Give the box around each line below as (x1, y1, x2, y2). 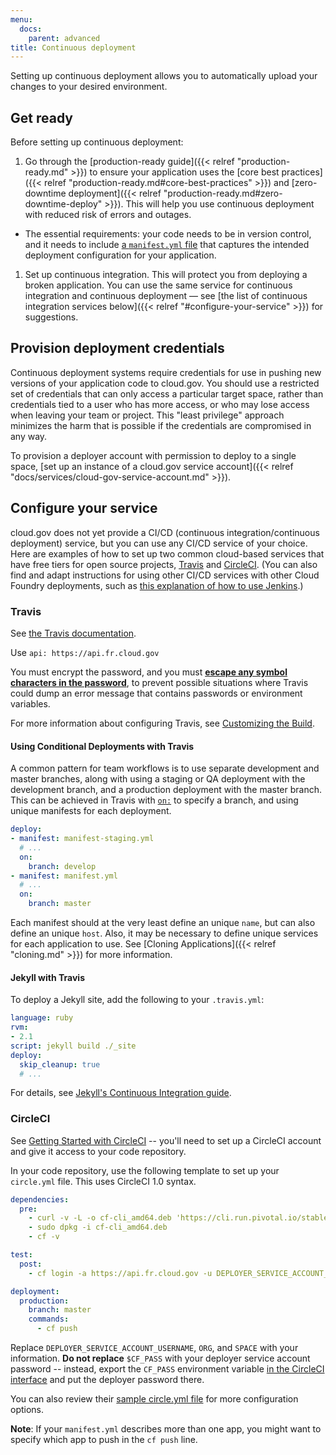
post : (19, 1259, 43, 1269)
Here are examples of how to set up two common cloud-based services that (10, 547, 325, 560)
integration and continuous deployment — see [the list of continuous (24, 290, 308, 302)
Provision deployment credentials (10, 340, 225, 357)
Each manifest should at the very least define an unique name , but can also (10, 917, 316, 929)
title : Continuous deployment (10, 42, 137, 53)
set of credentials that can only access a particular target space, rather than (10, 387, 324, 400)
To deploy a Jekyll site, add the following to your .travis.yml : (10, 994, 265, 1006)
